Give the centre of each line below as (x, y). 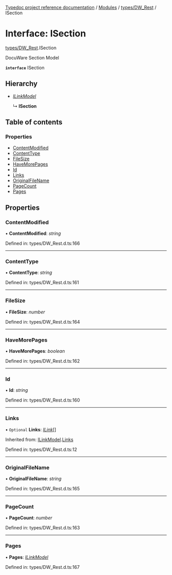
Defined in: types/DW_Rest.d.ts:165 (43, 488)
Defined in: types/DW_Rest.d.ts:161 (42, 283)
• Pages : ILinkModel (27, 557)
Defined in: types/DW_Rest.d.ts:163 (43, 528)
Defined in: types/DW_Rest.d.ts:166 (43, 244)
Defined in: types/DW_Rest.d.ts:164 (43, 322)
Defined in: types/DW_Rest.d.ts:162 (43, 361)
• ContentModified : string (33, 233)
